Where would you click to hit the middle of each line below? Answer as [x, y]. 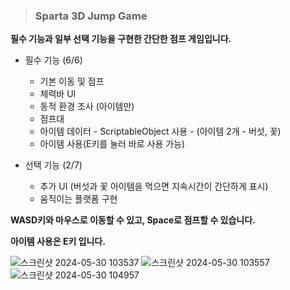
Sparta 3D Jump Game [91, 16]
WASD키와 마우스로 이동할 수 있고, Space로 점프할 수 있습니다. [133, 220]
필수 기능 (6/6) [53, 60]
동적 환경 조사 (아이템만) [87, 106]
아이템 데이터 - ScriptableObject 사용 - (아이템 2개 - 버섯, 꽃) [160, 131]
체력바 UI [58, 94]
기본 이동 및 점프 [72, 81]
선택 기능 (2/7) [53, 165]
